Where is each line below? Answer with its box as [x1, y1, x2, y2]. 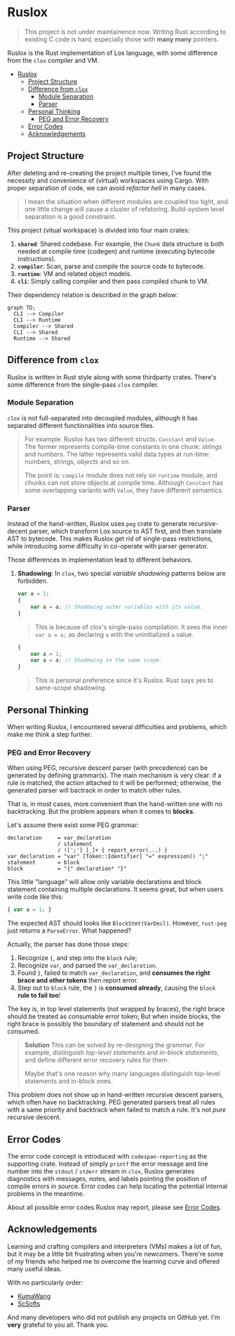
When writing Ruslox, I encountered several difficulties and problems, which [7, 722, 227, 731]
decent [7, 527, 28, 536]
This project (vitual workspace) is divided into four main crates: [7, 226, 190, 234]
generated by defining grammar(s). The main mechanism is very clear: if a [7, 771, 222, 780]
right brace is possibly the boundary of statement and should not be [7, 1020, 204, 1028]
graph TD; [7, 304, 36, 311]
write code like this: [7, 893, 64, 901]
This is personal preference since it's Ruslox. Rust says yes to [34, 676, 214, 685]
